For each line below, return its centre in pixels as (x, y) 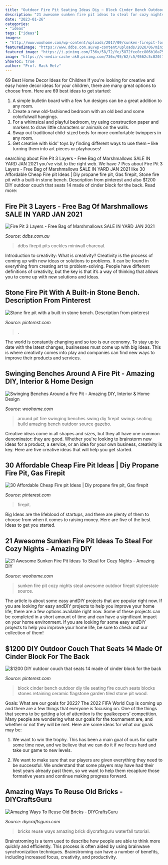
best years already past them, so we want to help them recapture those (86, 771)
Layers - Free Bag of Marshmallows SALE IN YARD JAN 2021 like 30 (75, 169)
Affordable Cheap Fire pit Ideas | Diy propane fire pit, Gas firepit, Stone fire (82, 174)
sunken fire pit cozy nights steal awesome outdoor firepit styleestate (88, 586)
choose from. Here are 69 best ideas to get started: (58, 91)
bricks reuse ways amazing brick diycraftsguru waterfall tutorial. (83, 831)
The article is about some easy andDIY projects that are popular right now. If (84, 601)
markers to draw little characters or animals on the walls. (71, 127)
